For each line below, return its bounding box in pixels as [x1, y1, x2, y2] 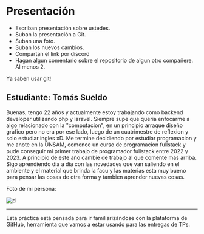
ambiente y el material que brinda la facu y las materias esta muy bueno [6, 167, 186, 174]
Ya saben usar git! [6, 75, 52, 82]
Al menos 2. [15, 63, 46, 71]
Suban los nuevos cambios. [15, 44, 84, 51]
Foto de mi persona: [6, 185, 56, 192]
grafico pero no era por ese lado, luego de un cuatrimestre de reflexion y [6, 128, 189, 135]
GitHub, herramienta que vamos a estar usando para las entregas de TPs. [6, 221, 190, 228]
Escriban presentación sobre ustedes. [15, 24, 110, 32]
